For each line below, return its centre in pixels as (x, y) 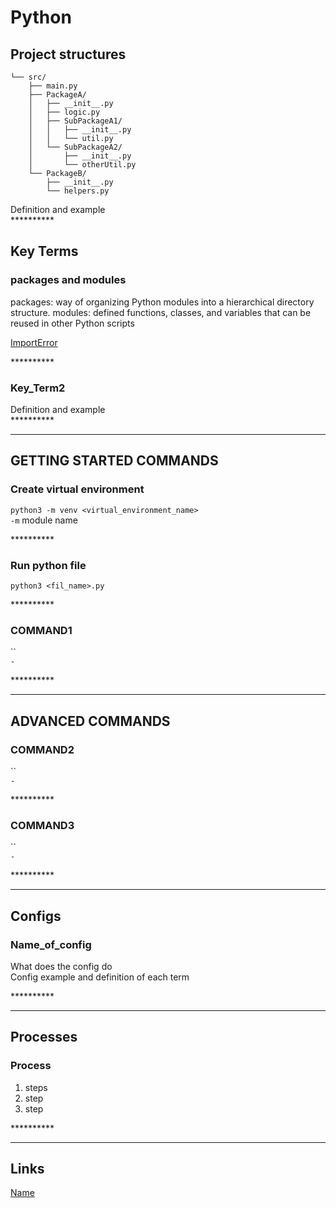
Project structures (68, 54)
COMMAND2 (42, 749)
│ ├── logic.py (64, 112)
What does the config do (61, 966)
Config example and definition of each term (100, 977)
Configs (36, 916)
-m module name (44, 520)
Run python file (48, 565)
